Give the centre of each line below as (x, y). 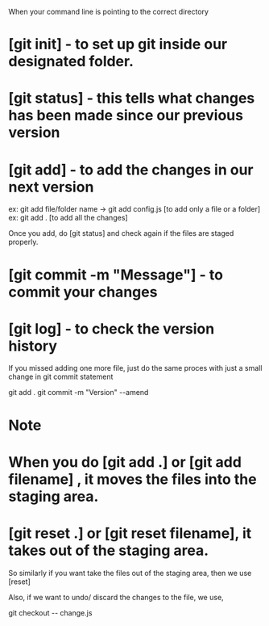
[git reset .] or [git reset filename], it (130, 533)
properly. (23, 242)
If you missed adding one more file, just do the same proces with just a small (135, 368)
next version (51, 187)
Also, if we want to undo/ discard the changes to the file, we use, (116, 597)
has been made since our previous (126, 116)
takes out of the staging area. (109, 550)
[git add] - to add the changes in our (131, 170)
